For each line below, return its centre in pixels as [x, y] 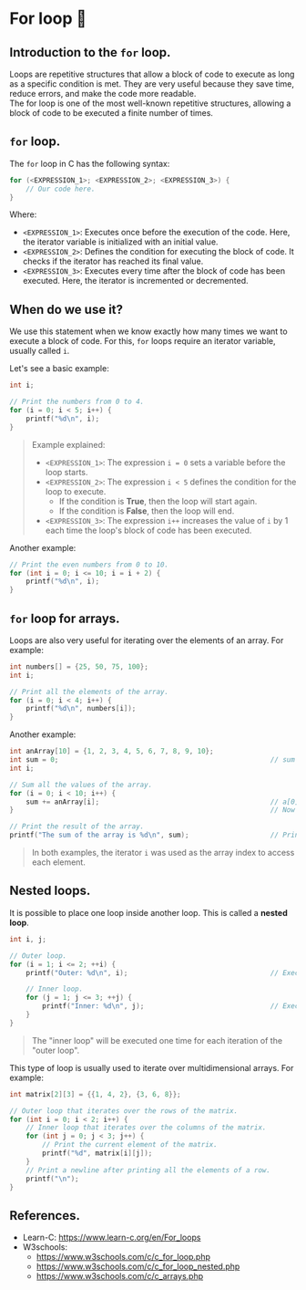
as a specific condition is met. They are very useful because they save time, [152, 84]
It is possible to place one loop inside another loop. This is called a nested [149, 912]
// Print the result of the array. [77, 827]
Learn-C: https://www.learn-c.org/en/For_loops [112, 1238]
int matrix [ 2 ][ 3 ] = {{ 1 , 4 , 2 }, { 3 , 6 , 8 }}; [96, 1094]
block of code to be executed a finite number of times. [112, 113]
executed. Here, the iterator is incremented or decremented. [135, 281]
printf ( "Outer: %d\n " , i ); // [153, 973]
